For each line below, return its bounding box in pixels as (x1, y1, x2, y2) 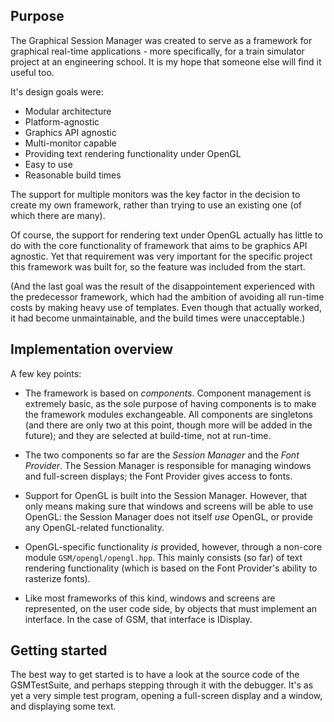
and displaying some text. (10, 700, 117, 713)
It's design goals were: (10, 85, 104, 98)
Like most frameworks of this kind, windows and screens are (24, 592, 276, 604)
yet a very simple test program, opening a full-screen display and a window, (10, 690, 323, 702)
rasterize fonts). (24, 572, 91, 584)
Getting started (10, 642, 108, 659)
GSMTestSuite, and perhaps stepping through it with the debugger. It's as (10, 679, 314, 691)
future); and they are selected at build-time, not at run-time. (24, 429, 272, 441)
